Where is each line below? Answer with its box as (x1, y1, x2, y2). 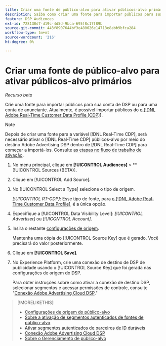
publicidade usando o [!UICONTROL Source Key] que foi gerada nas (12, 264, 152, 270)
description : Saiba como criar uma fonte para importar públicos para (5, 12, 154, 17)
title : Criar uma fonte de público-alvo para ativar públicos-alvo (5, 7, 147, 12)
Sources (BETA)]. (41, 167, 77, 173)
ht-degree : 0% (5, 40, 35, 44)
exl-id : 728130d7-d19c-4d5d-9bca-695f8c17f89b (5, 21, 103, 26)
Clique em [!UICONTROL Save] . (12, 250, 78, 256)
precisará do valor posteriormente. (12, 240, 83, 246)
